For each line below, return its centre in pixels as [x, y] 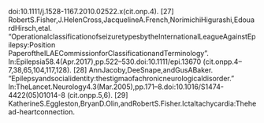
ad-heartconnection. [42, 112]
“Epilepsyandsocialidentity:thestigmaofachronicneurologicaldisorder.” [121, 78]
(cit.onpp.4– [223, 61]
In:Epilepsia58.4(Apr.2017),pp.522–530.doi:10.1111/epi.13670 [105, 61]
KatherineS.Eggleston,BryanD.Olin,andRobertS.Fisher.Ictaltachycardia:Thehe [132, 103]
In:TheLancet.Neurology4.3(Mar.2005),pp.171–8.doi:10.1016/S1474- [116, 87]
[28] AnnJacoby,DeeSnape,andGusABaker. [143, 70]
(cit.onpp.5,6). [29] [97, 95]
